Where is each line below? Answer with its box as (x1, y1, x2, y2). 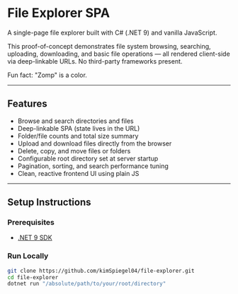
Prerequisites (7, 218, 55, 228)
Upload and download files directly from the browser (17, 139, 172, 148)
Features (7, 98, 47, 110)
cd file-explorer (7, 274, 59, 281)
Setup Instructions (7, 196, 91, 208)
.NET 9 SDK (17, 233, 52, 242)
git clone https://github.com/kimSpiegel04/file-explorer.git (7, 267, 195, 274)
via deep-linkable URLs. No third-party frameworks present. (7, 57, 183, 65)
